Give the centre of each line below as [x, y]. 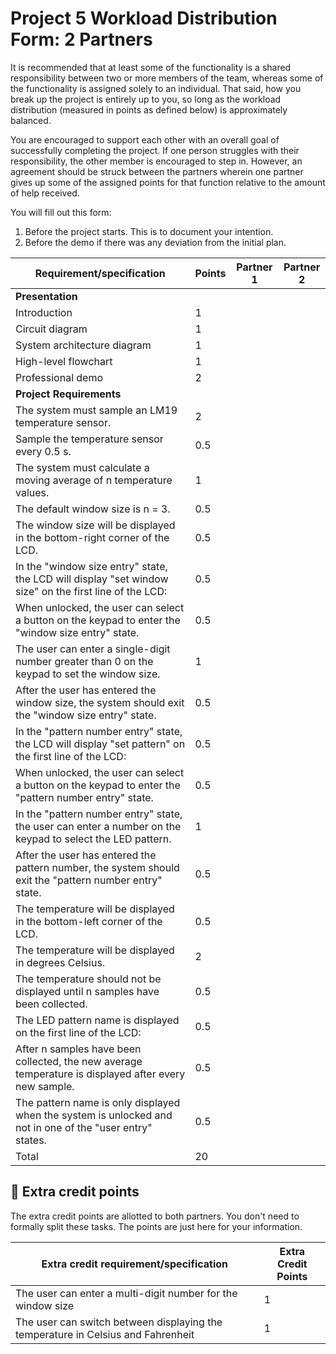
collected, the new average [79, 1061]
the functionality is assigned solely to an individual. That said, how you [156, 88]
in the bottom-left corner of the [89, 921]
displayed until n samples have [87, 991]
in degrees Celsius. [60, 962]
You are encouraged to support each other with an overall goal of [145, 139]
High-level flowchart [64, 361]
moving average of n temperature [94, 480]
